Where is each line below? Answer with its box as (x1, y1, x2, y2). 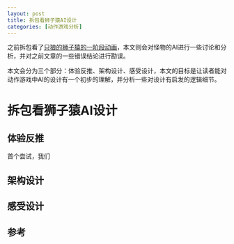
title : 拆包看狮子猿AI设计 (7, 17, 77, 24)
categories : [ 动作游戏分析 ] (7, 23, 82, 30)
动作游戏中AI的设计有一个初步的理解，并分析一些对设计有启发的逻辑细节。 (7, 75, 221, 84)
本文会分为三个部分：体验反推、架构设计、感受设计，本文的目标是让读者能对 (7, 67, 227, 75)
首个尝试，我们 (7, 152, 50, 160)
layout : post (7, 10, 45, 17)
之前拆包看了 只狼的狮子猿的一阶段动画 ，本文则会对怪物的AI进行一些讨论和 (7, 43, 221, 52)
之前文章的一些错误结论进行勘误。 (31, 52, 130, 60)
